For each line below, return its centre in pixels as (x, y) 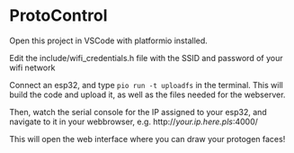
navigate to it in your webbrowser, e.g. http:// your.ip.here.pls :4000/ (134, 121)
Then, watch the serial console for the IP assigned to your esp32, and (138, 112)
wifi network (32, 67)
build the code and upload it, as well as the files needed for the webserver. (147, 94)
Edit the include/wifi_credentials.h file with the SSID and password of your (146, 58)
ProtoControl (58, 16)
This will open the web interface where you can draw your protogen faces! (147, 139)
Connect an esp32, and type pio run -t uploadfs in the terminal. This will (146, 85)
